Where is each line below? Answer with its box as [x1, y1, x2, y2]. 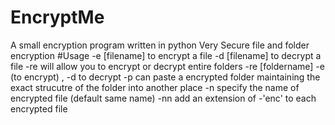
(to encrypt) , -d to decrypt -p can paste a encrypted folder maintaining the [10, 71, 321, 83]
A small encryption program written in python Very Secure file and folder [10, 39, 310, 51]
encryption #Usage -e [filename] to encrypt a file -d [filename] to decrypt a [10, 49, 322, 61]
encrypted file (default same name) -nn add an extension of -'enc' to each [10, 92, 317, 104]
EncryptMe [10, 6, 105, 29]
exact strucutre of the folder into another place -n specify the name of [10, 81, 300, 93]
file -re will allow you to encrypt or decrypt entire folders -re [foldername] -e [10, 60, 325, 72]
